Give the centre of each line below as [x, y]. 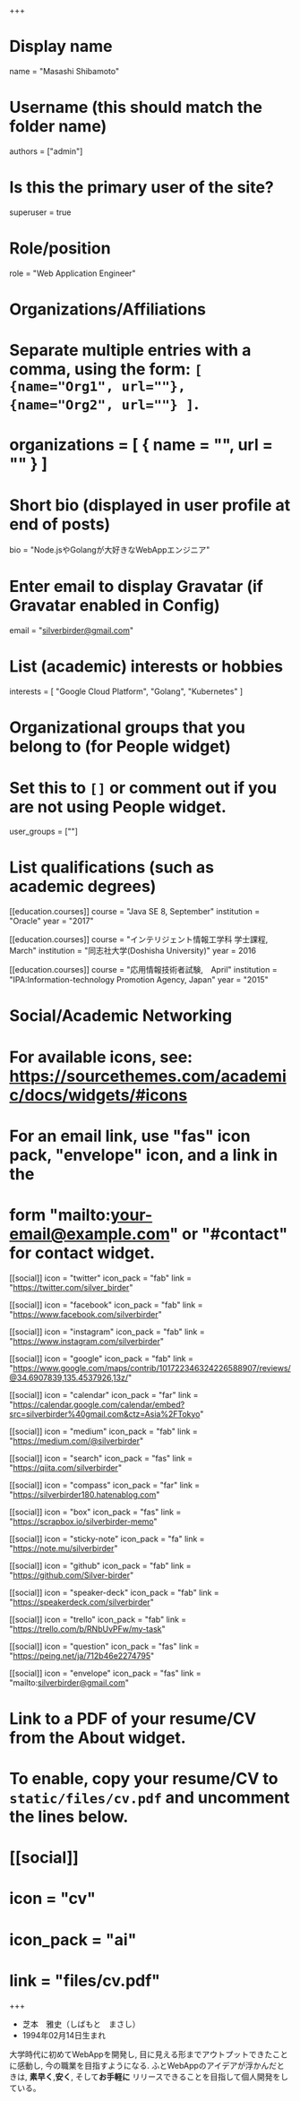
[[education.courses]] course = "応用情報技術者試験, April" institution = [143, 970]
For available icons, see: [101, 1057]
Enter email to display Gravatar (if [137, 587]
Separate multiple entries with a [130, 351]
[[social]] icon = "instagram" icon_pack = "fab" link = [107, 1332]
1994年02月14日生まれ [64, 2035]
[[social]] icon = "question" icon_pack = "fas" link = [104, 1646]
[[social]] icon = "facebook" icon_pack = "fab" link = [106, 1305]
